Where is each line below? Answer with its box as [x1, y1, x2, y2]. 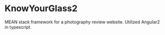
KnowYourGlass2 [4, 3, 78, 14]
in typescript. [4, 24, 32, 30]
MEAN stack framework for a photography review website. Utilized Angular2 [4, 19, 160, 25]
